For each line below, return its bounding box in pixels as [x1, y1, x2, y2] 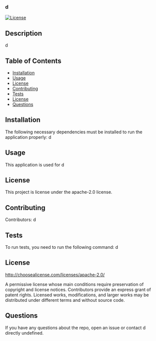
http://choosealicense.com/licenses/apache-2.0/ [5, 272, 105, 278]
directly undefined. [5, 330, 44, 336]
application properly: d [5, 134, 52, 140]
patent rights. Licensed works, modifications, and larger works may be [5, 291, 149, 298]
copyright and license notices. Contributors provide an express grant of [5, 286, 151, 292]
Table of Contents [5, 57, 62, 65]
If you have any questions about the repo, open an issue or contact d [5, 325, 146, 331]
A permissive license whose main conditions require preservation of [5, 281, 144, 287]
